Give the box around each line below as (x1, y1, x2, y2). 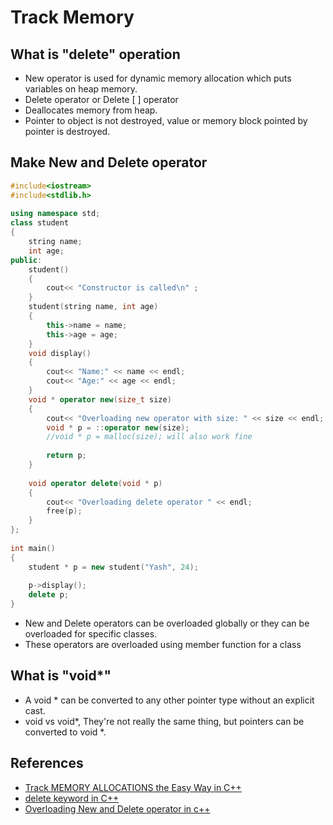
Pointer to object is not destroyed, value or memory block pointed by (24, 115, 308, 126)
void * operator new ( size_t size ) (28, 394, 172, 405)
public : (10, 255, 43, 265)
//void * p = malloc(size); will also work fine (46, 432, 253, 442)
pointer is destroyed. (24, 126, 111, 137)
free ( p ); (46, 506, 83, 516)
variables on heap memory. (24, 83, 138, 95)
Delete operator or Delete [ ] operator (24, 94, 179, 105)
